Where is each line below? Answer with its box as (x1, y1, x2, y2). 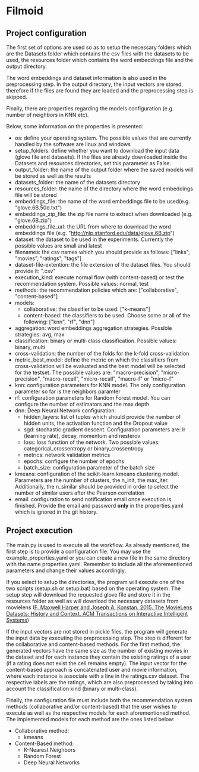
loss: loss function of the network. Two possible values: (23, 439, 160, 446)
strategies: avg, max (14, 331, 65, 338)
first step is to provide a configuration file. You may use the (6, 548, 151, 555)
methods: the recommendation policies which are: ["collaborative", (14, 286, 178, 294)
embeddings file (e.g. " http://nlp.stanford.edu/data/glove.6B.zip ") (14, 230, 175, 236)
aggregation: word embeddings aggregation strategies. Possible (14, 325, 172, 332)
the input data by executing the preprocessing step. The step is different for (6, 634, 192, 641)
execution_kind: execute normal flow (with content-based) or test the (14, 274, 184, 281)
